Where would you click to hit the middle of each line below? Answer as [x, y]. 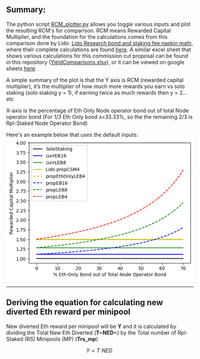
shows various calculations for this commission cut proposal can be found [97, 55]
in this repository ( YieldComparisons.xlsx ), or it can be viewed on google [95, 62]
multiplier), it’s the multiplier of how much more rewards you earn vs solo [96, 86]
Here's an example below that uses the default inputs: [72, 135]
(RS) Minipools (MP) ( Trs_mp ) [61, 339]
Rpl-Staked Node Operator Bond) [47, 123]
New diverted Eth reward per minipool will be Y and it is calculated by [91, 326]
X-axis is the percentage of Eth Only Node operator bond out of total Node [98, 110]
